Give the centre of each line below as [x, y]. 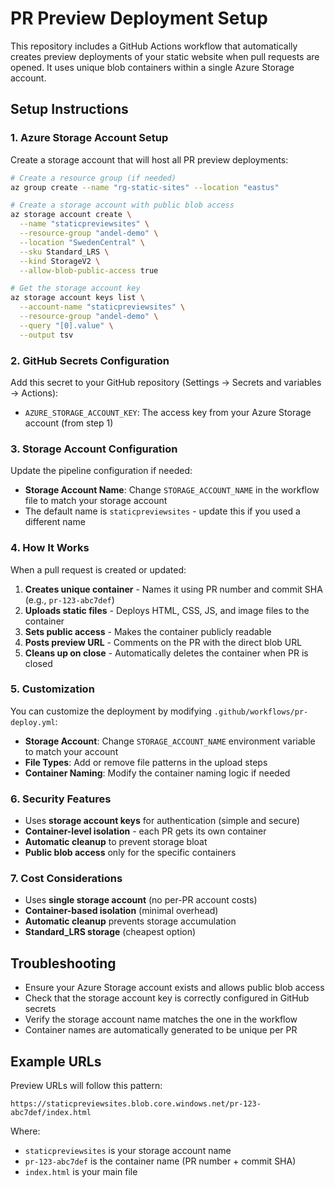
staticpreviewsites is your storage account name [128, 1151]
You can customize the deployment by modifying [111, 711]
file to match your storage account [96, 501]
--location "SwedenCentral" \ [82, 242]
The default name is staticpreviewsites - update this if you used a [162, 511]
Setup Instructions [69, 109]
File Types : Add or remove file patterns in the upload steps [146, 762]
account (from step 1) [69, 423]
